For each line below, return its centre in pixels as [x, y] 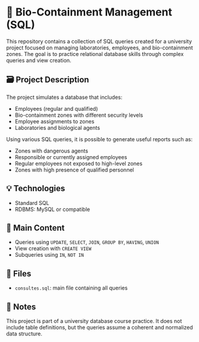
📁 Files [19, 273]
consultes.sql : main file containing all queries [71, 288]
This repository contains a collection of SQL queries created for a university [99, 41]
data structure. [24, 334]
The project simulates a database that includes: [64, 97]
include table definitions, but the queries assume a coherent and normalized [100, 327]
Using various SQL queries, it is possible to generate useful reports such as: [99, 139]
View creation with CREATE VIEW [53, 248]
